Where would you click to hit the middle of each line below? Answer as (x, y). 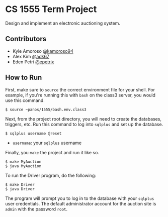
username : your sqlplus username (47, 143)
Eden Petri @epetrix (33, 62)
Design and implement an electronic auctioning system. (63, 23)
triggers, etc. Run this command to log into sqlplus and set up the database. (84, 124)
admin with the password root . (36, 209)
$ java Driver (20, 189)
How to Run (24, 78)
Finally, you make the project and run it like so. (52, 152)
